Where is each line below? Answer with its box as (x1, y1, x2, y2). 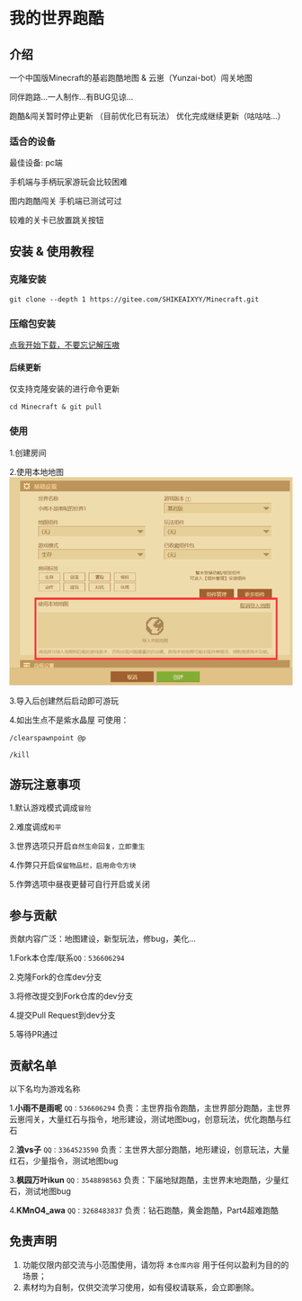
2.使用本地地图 (9, 466, 65, 477)
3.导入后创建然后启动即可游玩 (9, 695, 120, 706)
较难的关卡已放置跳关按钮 (9, 215, 104, 226)
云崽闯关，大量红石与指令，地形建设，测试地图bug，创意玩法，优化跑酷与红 (9, 1114, 292, 1125)
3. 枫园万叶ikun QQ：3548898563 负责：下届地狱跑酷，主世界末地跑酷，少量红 (9, 1175, 289, 1186)
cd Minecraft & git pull (9, 402, 102, 412)
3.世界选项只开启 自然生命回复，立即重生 (9, 840, 146, 851)
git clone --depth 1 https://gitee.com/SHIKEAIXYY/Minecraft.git (9, 294, 259, 304)
